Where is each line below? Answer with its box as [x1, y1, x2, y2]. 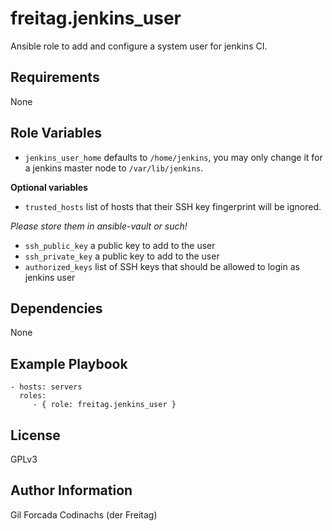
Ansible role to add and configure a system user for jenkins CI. [10, 40, 268, 52]
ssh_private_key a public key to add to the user [24, 250, 220, 262]
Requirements [10, 69, 100, 86]
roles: [19, 391, 47, 401]
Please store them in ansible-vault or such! [10, 220, 188, 232]
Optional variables [10, 181, 88, 193]
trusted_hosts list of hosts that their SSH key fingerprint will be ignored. [24, 200, 322, 212]
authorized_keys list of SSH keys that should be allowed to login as [24, 260, 300, 272]
